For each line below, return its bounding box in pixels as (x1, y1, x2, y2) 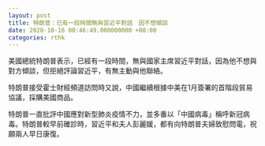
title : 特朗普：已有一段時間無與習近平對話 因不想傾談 (8, 19, 168, 27)
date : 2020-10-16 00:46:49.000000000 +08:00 (8, 26, 157, 34)
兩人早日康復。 (14, 129, 64, 139)
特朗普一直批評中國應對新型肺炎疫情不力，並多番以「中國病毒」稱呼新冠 (8, 110, 243, 119)
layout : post (8, 11, 51, 20)
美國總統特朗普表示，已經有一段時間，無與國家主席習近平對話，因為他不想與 (8, 56, 257, 66)
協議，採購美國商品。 (8, 92, 77, 103)
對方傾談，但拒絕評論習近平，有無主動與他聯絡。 (8, 66, 167, 76)
